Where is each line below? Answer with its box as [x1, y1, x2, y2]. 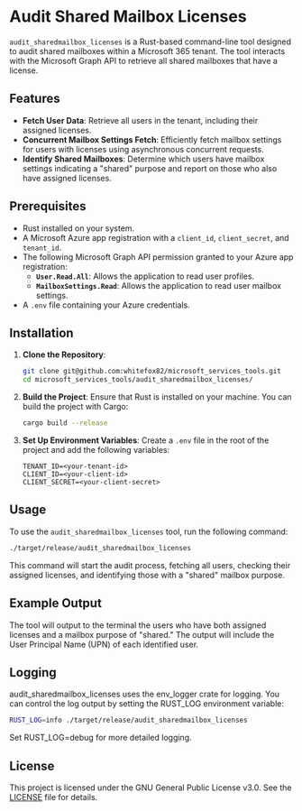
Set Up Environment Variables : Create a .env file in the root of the [22, 435, 270, 446]
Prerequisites [9, 198, 87, 214]
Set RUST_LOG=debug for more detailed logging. [9, 733, 192, 743]
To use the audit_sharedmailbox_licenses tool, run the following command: [9, 526, 288, 537]
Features [9, 91, 60, 106]
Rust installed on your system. [22, 223, 135, 234]
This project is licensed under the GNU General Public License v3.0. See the [9, 782, 292, 793]
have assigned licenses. [22, 172, 113, 183]
